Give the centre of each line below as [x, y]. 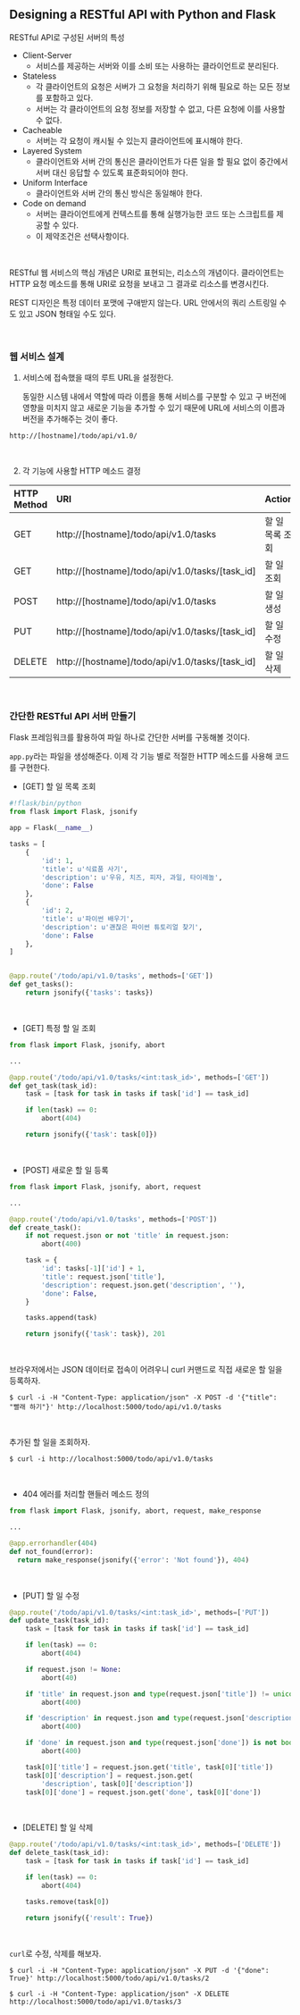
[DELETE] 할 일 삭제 [58, 1827]
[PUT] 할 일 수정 [51, 1595]
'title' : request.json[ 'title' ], [104, 1277]
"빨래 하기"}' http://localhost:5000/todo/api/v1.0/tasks [116, 1407]
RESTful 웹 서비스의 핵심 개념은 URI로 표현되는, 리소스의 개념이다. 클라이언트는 [147, 273]
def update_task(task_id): [59, 1621]
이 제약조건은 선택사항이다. [82, 236]
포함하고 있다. [69, 97]
